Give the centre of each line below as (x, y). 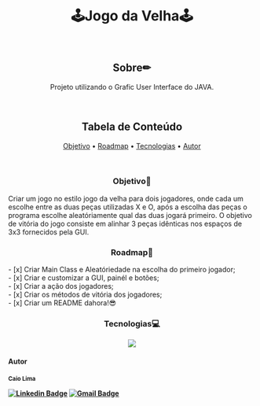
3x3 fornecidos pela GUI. (49, 232)
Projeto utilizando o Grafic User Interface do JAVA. (132, 87)
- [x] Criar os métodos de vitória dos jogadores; (85, 295)
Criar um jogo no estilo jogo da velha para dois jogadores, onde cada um (126, 198)
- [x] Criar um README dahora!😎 (62, 303)
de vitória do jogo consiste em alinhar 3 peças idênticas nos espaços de (125, 223)
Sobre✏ (132, 68)
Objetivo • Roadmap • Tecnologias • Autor (132, 146)
